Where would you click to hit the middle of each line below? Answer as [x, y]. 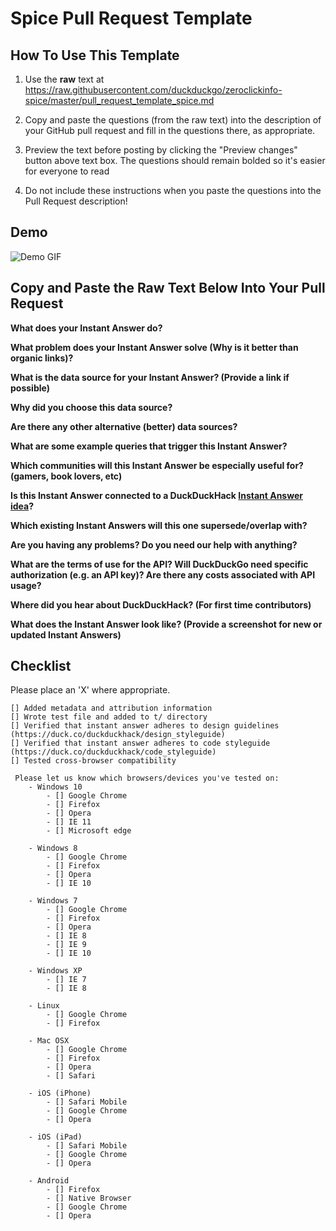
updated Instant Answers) [66, 634]
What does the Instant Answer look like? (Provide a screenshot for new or [166, 624]
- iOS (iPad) [55, 1137]
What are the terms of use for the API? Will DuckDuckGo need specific [159, 564]
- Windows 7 [53, 901]
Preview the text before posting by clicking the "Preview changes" [161, 150]
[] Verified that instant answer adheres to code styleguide [140, 743]
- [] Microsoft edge [89, 831]
